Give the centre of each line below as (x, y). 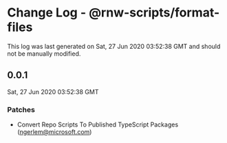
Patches (21, 109)
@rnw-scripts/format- (154, 13)
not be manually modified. (44, 54)
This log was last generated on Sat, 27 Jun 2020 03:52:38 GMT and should (114, 46)
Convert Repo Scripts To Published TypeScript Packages (98, 124)
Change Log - (47, 13)
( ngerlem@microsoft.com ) (54, 132)
